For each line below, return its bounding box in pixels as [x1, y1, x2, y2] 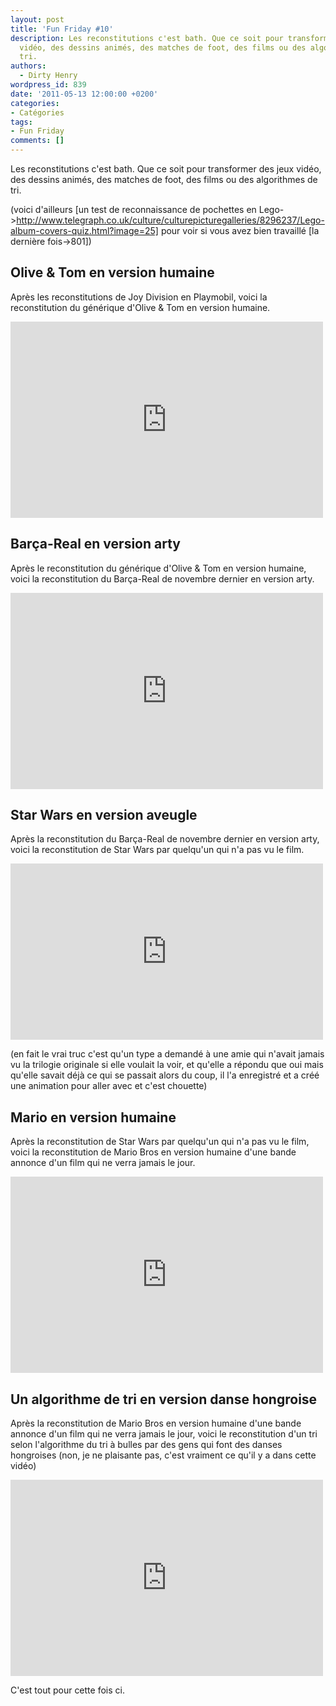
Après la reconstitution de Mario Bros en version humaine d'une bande [10, 1417, 302, 1430]
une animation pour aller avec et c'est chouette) [10, 1080, 208, 1092]
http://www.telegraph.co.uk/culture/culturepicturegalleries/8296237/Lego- [16, 214, 325, 226]
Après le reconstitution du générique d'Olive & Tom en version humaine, [10, 562, 307, 574]
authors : [10, 61, 47, 71]
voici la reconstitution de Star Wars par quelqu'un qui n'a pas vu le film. [10, 844, 305, 856]
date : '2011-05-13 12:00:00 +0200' [10, 89, 159, 99]
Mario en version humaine [10, 1109, 177, 1126]
